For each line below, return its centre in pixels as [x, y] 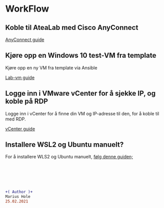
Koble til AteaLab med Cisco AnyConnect [72, 28]
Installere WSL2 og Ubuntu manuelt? [64, 145]
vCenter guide [20, 129]
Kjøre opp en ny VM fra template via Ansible [51, 68]
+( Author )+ [19, 192]
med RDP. [16, 119]
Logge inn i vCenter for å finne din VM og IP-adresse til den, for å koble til [82, 113]
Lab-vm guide [20, 77]
